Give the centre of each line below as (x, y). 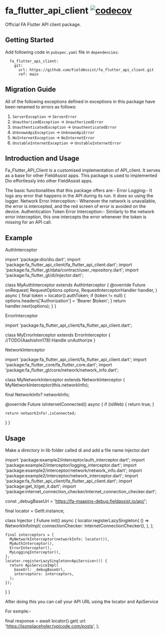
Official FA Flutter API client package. (43, 24)
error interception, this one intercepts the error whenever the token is (76, 217)
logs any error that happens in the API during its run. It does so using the (79, 196)
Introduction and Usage (42, 158)
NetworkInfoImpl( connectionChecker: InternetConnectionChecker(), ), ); (79, 526)
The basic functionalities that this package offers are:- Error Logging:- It (79, 190)
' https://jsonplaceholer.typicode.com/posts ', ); (52, 626)
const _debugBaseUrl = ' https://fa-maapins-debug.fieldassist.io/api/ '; (76, 501)
